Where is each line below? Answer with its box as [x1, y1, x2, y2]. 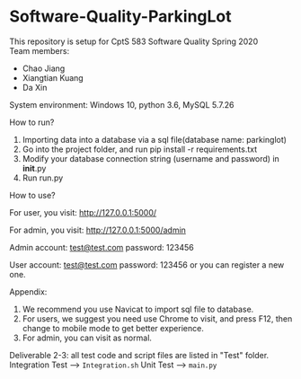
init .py [22, 163, 47, 173]
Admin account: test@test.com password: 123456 [9, 242, 195, 252]
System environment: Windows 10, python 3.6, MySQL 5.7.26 [9, 99, 235, 110]
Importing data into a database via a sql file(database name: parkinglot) [22, 134, 288, 145]
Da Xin [22, 82, 48, 93]
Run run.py [22, 172, 64, 183]
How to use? [9, 189, 56, 200]
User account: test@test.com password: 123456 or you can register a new [9, 259, 285, 270]
